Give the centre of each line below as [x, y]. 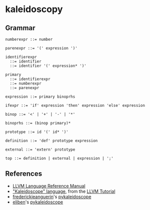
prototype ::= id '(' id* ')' [37, 132]
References [24, 174]
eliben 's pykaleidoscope [38, 202]
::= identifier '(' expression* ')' [48, 66]
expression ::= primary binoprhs [40, 97]
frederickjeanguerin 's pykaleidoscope [52, 196]
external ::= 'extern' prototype [40, 150]
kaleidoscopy [34, 9]
